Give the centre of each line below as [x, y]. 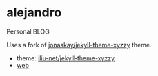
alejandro [34, 13]
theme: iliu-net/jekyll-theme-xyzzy [66, 58]
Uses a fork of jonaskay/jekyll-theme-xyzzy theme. [79, 45]
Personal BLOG [28, 31]
